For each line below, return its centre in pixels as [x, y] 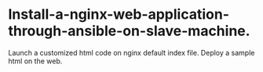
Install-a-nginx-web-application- [119, 14]
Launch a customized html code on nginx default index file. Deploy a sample [131, 52]
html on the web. [35, 61]
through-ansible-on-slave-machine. [129, 31]
